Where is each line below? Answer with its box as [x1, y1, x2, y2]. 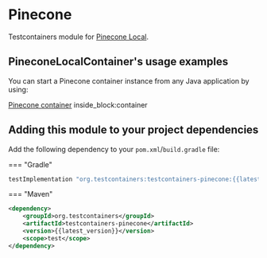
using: [8, 84, 29, 94]
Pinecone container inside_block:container [8, 100, 149, 109]
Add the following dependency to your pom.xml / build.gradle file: [8, 144, 220, 154]
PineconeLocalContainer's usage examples [8, 55, 229, 68]
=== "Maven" [8, 190, 53, 199]
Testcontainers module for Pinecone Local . [8, 32, 149, 41]
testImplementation [8, 175, 73, 183]
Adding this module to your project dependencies [8, 123, 259, 137]
